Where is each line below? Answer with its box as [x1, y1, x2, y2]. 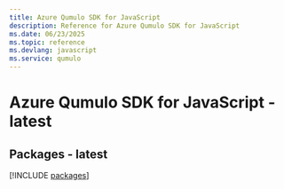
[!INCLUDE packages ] [9, 170, 90, 180]
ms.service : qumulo [9, 54, 82, 63]
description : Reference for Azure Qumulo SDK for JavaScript [9, 21, 241, 30]
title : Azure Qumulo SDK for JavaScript [9, 12, 162, 22]
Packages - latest [9, 146, 108, 161]
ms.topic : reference [9, 37, 86, 47]
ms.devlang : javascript [9, 46, 98, 55]
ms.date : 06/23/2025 [9, 29, 86, 38]
